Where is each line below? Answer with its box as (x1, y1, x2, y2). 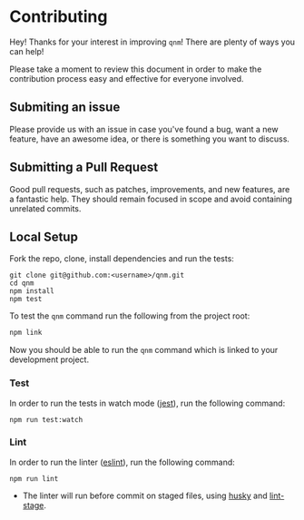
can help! (9, 45, 44, 56)
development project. (9, 354, 89, 365)
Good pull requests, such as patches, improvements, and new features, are (9, 183, 290, 194)
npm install (9, 287, 54, 296)
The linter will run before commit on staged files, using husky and (22, 490, 268, 501)
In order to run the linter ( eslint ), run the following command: (9, 456, 236, 467)
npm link (9, 329, 43, 338)
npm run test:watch (9, 415, 83, 424)
